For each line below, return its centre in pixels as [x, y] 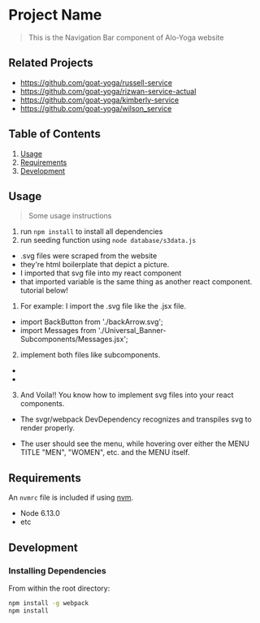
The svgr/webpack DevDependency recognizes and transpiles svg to [136, 419]
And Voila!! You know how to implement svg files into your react [127, 395]
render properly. [48, 428]
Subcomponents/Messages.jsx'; [74, 340]
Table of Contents [55, 134]
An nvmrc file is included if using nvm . [71, 498]
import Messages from [58, 331]
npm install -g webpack [49, 603]
